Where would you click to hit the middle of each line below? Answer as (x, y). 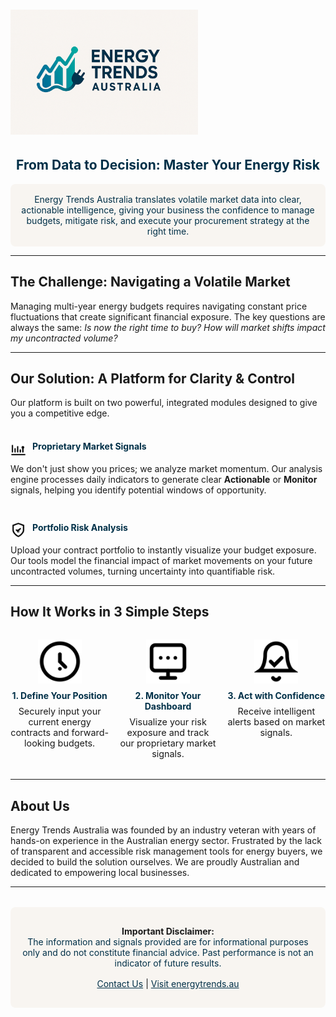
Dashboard (168, 706)
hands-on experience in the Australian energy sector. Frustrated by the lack (166, 841)
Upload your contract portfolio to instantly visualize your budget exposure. (163, 550)
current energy (60, 722)
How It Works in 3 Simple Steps (110, 612)
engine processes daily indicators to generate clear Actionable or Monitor (164, 479)
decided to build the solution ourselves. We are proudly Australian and (155, 862)
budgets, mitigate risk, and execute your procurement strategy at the (168, 220)
